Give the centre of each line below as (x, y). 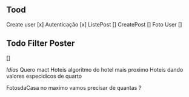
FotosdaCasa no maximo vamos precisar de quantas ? (74, 87)
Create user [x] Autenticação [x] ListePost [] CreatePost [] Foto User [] (94, 24)
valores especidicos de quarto (44, 76)
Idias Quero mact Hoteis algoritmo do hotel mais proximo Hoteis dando (95, 69)
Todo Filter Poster (41, 44)
